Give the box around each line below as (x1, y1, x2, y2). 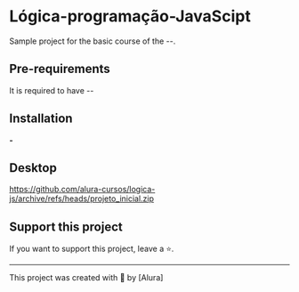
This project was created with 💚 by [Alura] (9, 272, 164, 283)
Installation (9, 111, 73, 126)
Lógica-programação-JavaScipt (9, 6, 251, 27)
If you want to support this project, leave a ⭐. (9, 243, 174, 255)
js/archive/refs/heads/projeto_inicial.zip (9, 193, 154, 204)
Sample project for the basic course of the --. (9, 36, 176, 46)
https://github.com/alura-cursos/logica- (9, 184, 156, 195)
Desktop (9, 160, 58, 175)
